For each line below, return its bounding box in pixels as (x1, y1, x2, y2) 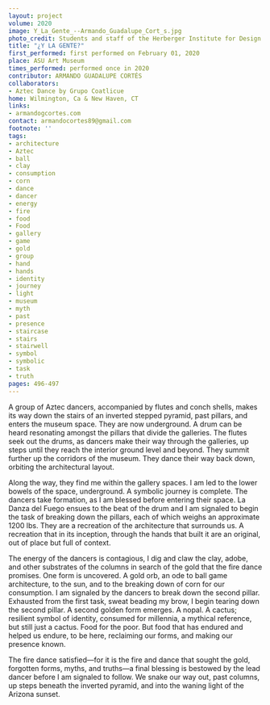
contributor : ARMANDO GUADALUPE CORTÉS (8, 72, 143, 80)
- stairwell (8, 342, 48, 350)
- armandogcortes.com (8, 110, 81, 118)
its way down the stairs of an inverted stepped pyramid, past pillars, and (8, 410, 248, 420)
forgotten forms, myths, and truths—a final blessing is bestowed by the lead (8, 663, 260, 673)
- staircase (8, 327, 48, 335)
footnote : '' (8, 124, 52, 132)
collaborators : (8, 79, 60, 87)
